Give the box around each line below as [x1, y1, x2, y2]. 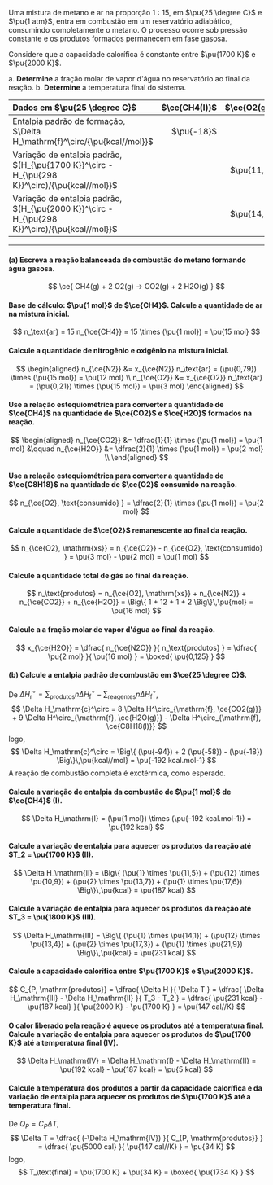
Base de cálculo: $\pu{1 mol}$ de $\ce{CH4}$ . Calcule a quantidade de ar [8, 300, 263, 309]
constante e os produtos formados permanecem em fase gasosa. [8, 33, 227, 43]
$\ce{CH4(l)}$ [161, 102, 218, 113]
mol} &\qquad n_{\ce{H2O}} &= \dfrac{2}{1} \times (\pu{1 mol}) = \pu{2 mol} [9, 444, 264, 454]
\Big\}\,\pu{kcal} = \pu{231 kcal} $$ [76, 947, 197, 957]
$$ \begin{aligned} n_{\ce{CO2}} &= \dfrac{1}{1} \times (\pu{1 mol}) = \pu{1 [11, 435, 262, 445]
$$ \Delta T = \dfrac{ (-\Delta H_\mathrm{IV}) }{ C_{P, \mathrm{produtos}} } [9, 1133, 264, 1143]
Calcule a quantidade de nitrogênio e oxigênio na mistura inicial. [8, 346, 230, 355]
